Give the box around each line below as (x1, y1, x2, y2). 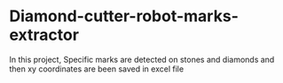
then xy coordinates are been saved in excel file (9, 64, 185, 74)
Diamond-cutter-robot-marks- (9, 6, 240, 26)
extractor (9, 25, 80, 45)
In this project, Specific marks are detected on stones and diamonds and (9, 54, 275, 64)
